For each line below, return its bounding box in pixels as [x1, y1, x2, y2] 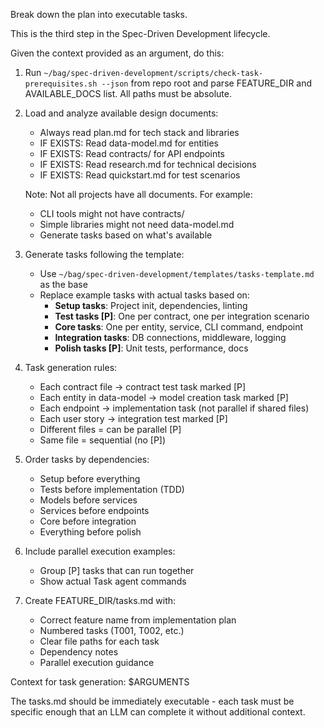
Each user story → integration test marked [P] [39, 413, 228, 424]
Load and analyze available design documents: [24, 107, 219, 119]
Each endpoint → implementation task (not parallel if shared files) [39, 402, 310, 414]
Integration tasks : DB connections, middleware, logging [54, 332, 287, 343]
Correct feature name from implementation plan [39, 614, 237, 626]
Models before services [39, 494, 138, 506]
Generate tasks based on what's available [39, 229, 213, 241]
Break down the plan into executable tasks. [10, 9, 188, 20]
